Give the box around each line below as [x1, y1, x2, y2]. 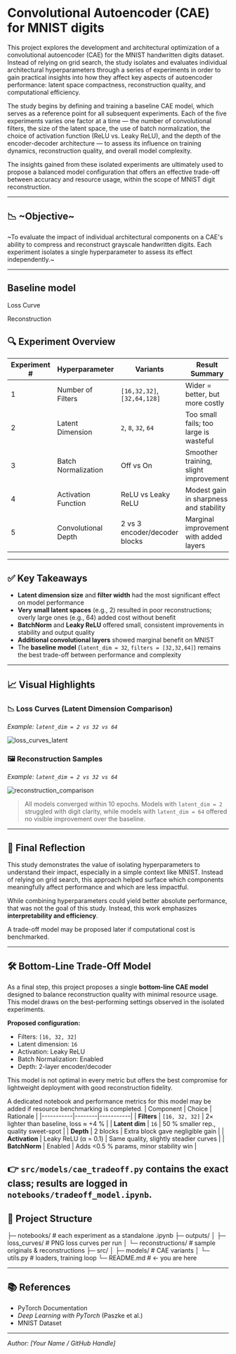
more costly [185, 398, 225, 408]
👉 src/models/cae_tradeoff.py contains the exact [7, 1163, 229, 1175]
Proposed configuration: [7, 1018, 81, 1027]
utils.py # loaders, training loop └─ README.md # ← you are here [7, 1254, 197, 1262]
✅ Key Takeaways [7, 572, 88, 584]
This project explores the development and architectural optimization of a [7, 43, 220, 51]
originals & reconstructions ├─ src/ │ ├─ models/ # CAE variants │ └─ [7, 1246, 210, 1254]
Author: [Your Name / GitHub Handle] [7, 1339, 116, 1347]
